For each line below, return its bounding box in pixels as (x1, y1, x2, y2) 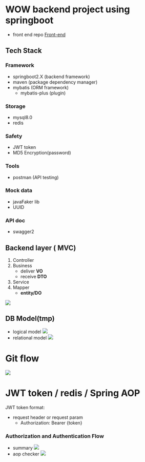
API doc (5, 217, 26, 224)
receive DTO (20, 273, 47, 279)
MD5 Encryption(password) (12, 150, 71, 156)
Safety (5, 132, 23, 140)
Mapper (12, 284, 30, 291)
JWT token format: (5, 404, 45, 410)
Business (12, 262, 32, 268)
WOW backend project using (5, 4, 130, 15)
